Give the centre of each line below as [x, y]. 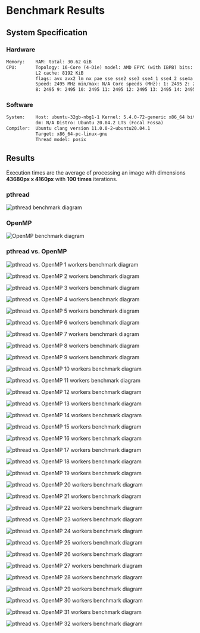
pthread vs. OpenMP [37, 252]
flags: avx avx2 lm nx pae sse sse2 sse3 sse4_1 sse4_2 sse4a [114, 78]
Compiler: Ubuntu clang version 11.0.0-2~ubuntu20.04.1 [78, 129]
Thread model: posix [61, 139]
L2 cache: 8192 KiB [60, 73]
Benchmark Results [56, 10]
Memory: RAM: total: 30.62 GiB [49, 62]
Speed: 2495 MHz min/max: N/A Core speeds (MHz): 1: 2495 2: [113, 84]
